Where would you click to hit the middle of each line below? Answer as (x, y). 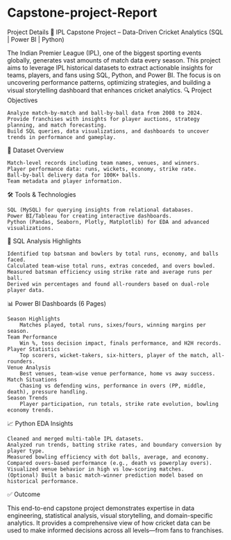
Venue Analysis (29, 367)
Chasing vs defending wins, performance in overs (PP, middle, (113, 386)
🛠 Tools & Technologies (42, 194)
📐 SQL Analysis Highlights (44, 240)
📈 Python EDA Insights (40, 423)
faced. (17, 260)
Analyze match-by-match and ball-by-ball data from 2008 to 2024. (105, 113)
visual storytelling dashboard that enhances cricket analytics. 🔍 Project (110, 90)
